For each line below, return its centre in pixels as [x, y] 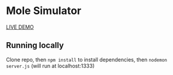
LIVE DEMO [20, 27]
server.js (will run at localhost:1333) [50, 66]
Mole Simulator [44, 11]
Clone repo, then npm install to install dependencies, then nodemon [87, 59]
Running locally [35, 45]
